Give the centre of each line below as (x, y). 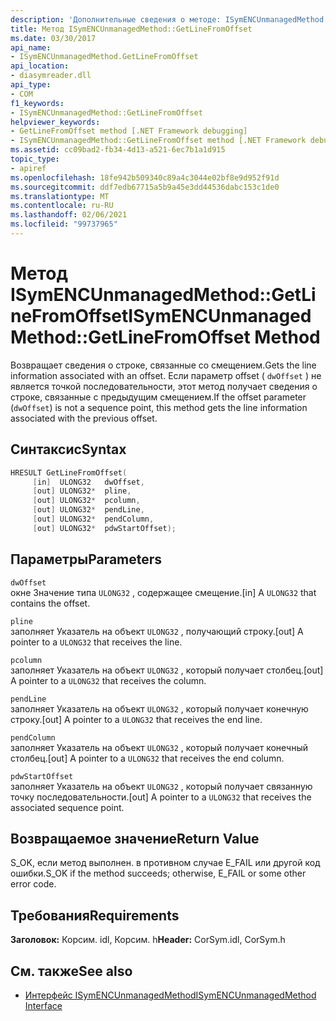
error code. (33, 884)
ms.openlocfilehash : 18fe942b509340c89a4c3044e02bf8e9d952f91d (145, 177)
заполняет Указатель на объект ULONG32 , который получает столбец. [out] (167, 670)
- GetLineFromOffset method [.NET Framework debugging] (129, 131)
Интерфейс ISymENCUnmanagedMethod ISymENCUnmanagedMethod (170, 995)
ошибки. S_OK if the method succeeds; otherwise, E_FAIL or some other (158, 873)
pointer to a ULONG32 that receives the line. (96, 642)
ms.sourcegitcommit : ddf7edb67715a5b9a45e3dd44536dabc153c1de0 (145, 187)
